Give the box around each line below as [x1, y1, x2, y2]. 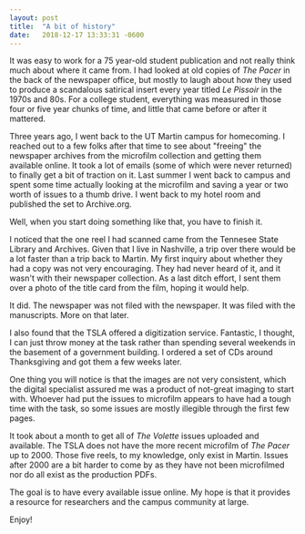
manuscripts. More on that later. [9, 310, 129, 321]
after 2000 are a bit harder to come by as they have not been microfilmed [9, 459, 285, 470]
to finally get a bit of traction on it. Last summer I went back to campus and [9, 169, 291, 180]
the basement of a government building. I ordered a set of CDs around [9, 347, 273, 358]
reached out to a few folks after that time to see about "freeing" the [9, 140, 262, 151]
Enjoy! [9, 514, 34, 525]
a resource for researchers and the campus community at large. [9, 497, 249, 508]
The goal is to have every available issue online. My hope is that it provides [9, 487, 291, 498]
